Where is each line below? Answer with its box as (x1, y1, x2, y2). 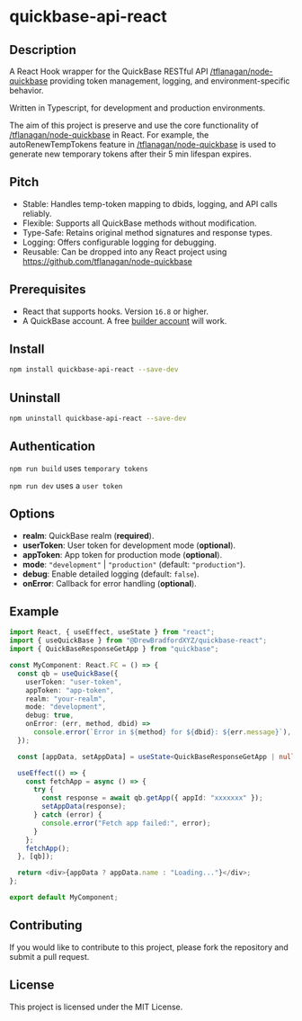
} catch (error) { (32, 811, 102, 819)
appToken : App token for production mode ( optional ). (22, 549, 223, 560)
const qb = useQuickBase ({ (17, 668, 119, 678)
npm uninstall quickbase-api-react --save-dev (9, 414, 187, 424)
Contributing (9, 918, 83, 933)
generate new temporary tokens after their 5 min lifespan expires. (9, 148, 252, 159)
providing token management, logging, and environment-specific (49, 76, 290, 86)
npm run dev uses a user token (9, 479, 123, 491)
